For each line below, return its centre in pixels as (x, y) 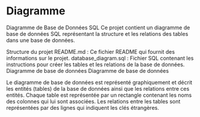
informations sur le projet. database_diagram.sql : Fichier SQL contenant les (100, 58)
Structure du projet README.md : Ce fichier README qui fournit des (91, 51)
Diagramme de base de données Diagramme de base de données (88, 70)
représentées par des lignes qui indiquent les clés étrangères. (83, 107)
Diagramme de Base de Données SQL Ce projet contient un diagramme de (98, 27)
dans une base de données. (41, 40)
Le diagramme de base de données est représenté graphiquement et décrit (99, 82)
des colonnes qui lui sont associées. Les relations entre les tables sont (93, 101)
